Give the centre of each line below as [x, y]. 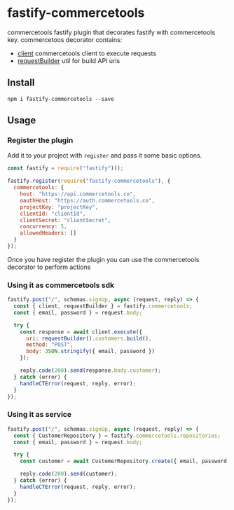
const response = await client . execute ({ [81, 332]
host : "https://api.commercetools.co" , [78, 194]
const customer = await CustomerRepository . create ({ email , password [124, 461]
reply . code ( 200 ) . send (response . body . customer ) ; [90, 371]
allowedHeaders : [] [48, 233]
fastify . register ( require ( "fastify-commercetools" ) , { [89, 181]
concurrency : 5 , [44, 227]
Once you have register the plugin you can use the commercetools [103, 259]
